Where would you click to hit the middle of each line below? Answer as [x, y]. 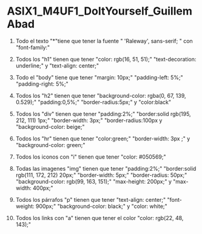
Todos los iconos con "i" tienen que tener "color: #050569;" [91, 157]
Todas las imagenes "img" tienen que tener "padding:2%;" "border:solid [106, 168]
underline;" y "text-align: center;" [57, 66]
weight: [25, 206]
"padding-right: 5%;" [42, 84]
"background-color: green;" [50, 145]
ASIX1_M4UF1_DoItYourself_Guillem [100, 11]
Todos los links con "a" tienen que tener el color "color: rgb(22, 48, [99, 218]
